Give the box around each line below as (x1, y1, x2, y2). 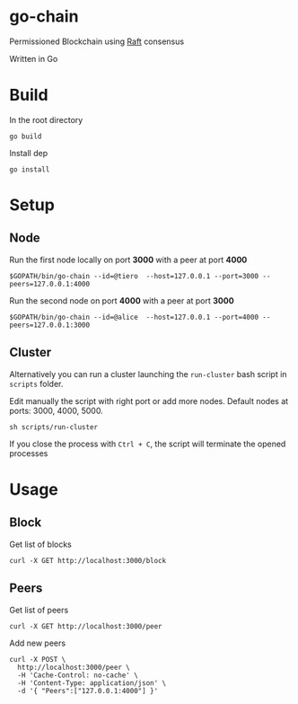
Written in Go (9, 53, 58, 64)
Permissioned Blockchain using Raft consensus (9, 36, 185, 47)
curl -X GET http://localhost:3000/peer (9, 621, 163, 630)
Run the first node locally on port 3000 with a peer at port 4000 (9, 254, 248, 265)
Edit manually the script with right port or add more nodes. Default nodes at (9, 395, 289, 406)
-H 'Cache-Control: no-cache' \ (17, 671, 139, 680)
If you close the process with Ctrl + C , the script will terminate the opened (9, 438, 286, 449)
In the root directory (9, 114, 83, 125)
